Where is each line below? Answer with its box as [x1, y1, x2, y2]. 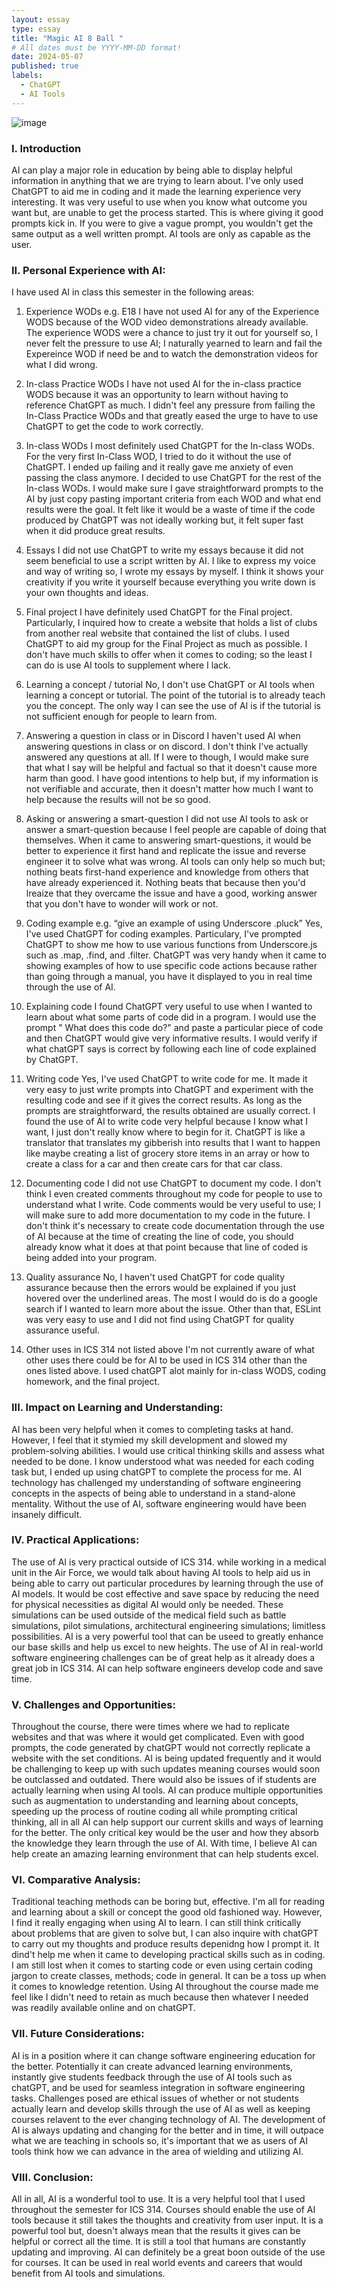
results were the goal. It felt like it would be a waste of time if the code [25, 504, 316, 516]
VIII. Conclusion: [11, 2170, 94, 2184]
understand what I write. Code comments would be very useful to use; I [25, 1199, 321, 1211]
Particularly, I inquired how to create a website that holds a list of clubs [25, 617, 318, 629]
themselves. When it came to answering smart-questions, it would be [25, 834, 312, 846]
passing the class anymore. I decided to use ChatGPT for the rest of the [25, 472, 322, 484]
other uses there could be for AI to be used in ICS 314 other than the [25, 1354, 308, 1366]
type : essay [11, 24, 61, 34]
